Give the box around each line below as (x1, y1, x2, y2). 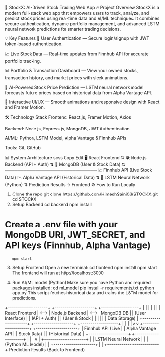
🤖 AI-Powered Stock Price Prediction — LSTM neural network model (5, 84, 144, 90)
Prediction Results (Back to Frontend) (9, 346, 85, 352)
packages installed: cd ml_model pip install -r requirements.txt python (12, 285, 154, 291)
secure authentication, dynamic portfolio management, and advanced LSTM (5, 21, 160, 27)
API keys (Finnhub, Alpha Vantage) (5, 240, 151, 251)
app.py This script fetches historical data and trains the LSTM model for (12, 290, 159, 295)
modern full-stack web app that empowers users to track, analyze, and (5, 10, 149, 16)
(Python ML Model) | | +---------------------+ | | (5, 341, 103, 347)
